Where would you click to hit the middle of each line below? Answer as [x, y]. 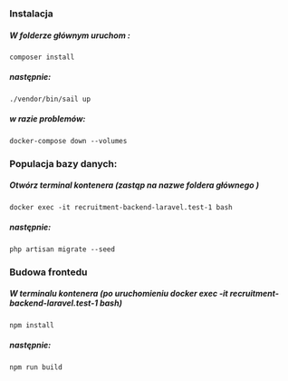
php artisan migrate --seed [62, 249]
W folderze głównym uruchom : [70, 35]
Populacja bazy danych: [63, 163]
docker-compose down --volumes [68, 141]
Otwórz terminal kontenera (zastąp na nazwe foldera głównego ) [134, 185]
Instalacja [31, 14]
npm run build [36, 367]
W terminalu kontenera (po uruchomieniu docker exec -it [119, 294]
